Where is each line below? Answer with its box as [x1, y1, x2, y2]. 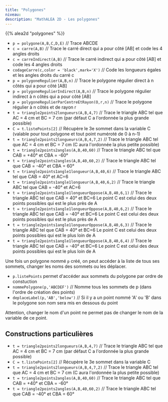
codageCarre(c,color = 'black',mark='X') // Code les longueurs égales [12, 67, 161, 73]
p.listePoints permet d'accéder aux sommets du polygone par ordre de [12, 273, 163, 279]
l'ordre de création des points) [12, 289, 75, 295]
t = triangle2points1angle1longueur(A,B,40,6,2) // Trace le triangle [12, 179, 155, 185]
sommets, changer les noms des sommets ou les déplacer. [5, 263, 127, 269]
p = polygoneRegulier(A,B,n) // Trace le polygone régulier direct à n [12, 77, 154, 83]
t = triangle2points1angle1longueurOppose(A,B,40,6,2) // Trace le [12, 206, 152, 212]
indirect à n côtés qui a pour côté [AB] [12, 93, 91, 99]
